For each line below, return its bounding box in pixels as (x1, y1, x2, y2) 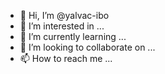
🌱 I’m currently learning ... (19, 31, 127, 42)
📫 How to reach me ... (19, 53, 113, 64)
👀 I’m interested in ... (19, 20, 105, 32)
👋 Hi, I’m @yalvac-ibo (19, 10, 110, 21)
